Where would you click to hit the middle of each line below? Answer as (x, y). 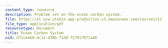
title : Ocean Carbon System (34, 33)
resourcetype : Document (30, 28)
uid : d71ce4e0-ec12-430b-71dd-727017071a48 (51, 38)
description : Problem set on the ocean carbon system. (63, 14)
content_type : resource (30, 10)
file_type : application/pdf (34, 24)
